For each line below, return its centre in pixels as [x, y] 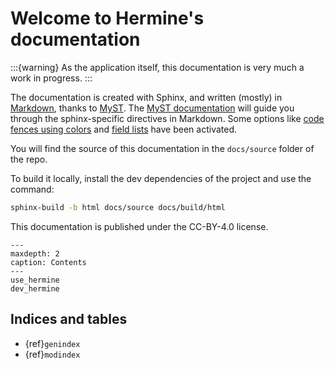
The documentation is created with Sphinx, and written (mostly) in [146, 97]
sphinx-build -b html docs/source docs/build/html [118, 207]
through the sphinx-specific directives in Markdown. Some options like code [167, 118]
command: [32, 189]
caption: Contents [48, 262]
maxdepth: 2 [35, 253]
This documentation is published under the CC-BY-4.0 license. [139, 226]
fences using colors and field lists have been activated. [123, 129]
